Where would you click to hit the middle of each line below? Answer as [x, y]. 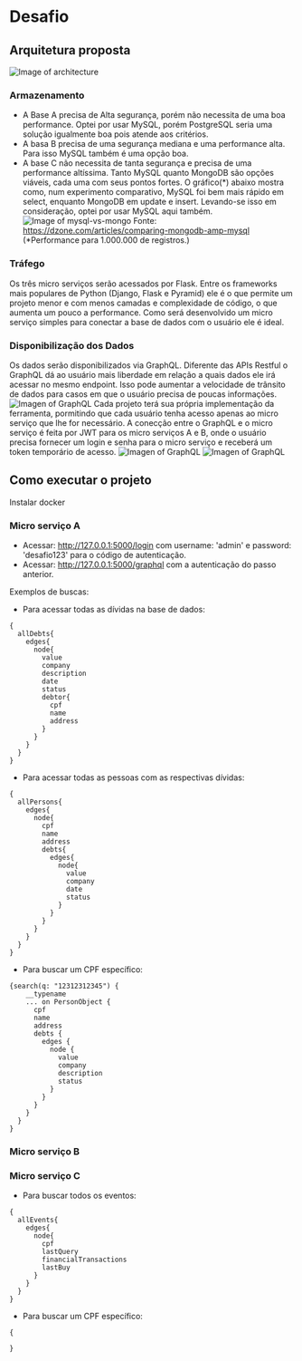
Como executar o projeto [80, 481]
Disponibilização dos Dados [72, 345]
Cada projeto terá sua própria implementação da [184, 403]
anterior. [38, 574]
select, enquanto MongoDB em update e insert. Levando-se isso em [150, 202]
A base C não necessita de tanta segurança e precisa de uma [137, 163]
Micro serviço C [45, 1175]
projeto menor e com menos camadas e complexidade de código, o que [143, 303]
